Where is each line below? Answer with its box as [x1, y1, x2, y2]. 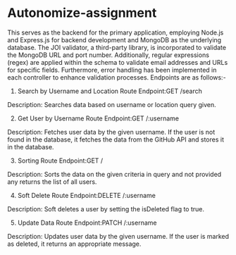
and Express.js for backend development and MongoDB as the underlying [7, 35, 222, 44]
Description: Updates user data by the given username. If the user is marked [7, 232, 230, 240]
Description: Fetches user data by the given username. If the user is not [7, 127, 216, 136]
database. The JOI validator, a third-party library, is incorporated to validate [7, 43, 227, 51]
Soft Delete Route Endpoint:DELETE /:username [17, 191, 156, 199]
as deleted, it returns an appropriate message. [7, 240, 142, 248]
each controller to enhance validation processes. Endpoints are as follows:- [7, 73, 227, 82]
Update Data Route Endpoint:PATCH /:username [17, 218, 157, 227]
